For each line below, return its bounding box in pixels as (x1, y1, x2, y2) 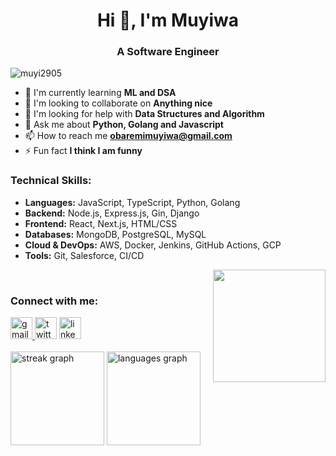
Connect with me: (10, 294, 99, 308)
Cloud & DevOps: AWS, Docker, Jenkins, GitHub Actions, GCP (24, 239, 282, 251)
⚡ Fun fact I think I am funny (24, 145, 143, 157)
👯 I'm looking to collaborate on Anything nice (24, 97, 213, 109)
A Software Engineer (116, 45, 220, 59)
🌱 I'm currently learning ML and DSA (24, 87, 177, 99)
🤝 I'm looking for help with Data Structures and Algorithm (24, 108, 265, 120)
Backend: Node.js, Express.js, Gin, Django (24, 207, 200, 219)
